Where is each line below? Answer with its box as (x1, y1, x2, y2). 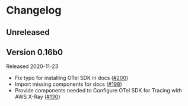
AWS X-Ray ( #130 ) (14, 93, 60, 101)
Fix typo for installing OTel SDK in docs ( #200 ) (14, 75, 129, 82)
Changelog (6, 4, 62, 17)
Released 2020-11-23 (6, 63, 59, 70)
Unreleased (6, 27, 50, 37)
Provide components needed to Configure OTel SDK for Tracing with (14, 87, 182, 94)
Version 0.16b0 (6, 47, 63, 57)
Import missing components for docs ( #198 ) (14, 81, 123, 88)
